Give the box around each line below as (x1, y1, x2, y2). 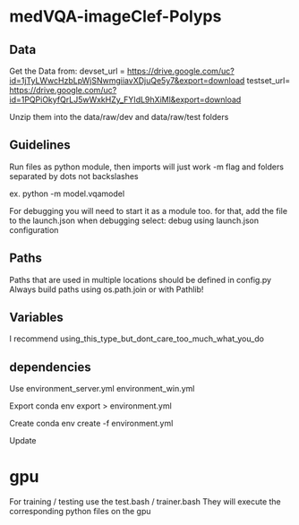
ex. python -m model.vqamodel (9, 188, 125, 199)
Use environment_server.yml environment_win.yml (9, 383, 195, 394)
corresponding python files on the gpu (9, 506, 151, 517)
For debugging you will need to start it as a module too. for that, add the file (9, 205, 288, 216)
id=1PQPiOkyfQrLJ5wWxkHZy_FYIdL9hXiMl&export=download (9, 94, 242, 105)
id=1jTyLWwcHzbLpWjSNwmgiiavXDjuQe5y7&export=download (9, 75, 245, 86)
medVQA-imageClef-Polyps (9, 6, 222, 27)
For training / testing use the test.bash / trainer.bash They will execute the (9, 496, 282, 507)
